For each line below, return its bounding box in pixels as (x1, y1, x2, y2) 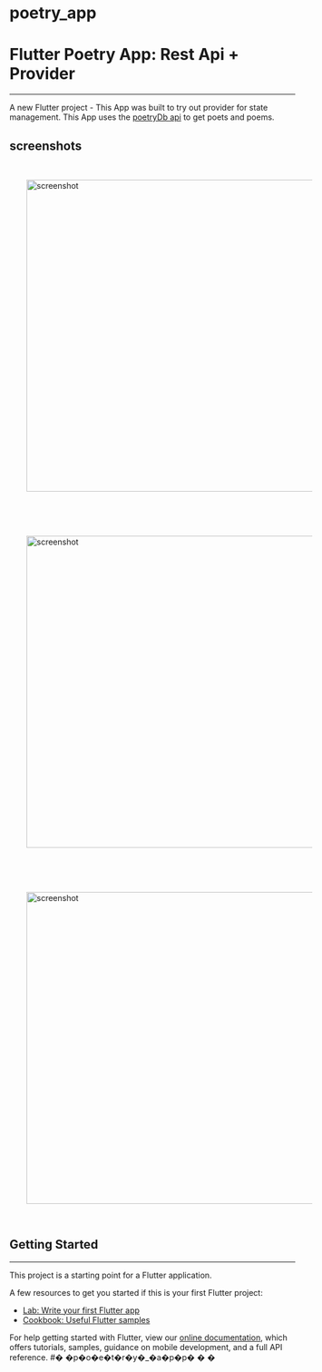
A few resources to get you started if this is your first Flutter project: (9, 1287, 263, 1298)
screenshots (9, 138, 83, 153)
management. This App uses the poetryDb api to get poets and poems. (9, 112, 275, 122)
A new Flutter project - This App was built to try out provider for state (9, 103, 268, 113)
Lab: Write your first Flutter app (22, 1305, 141, 1316)
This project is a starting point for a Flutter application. (9, 1269, 212, 1280)
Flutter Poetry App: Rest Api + (9, 44, 239, 65)
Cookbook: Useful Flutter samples (22, 1314, 151, 1325)
